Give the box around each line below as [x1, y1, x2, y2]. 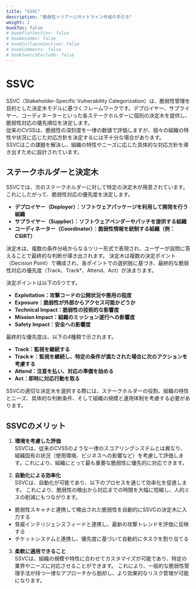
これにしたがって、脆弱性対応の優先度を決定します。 [6, 191, 133, 198]
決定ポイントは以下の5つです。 [6, 279, 81, 286]
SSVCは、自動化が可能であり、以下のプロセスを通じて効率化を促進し [14, 479, 183, 486]
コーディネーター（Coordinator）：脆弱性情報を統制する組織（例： [14, 226, 176, 233]
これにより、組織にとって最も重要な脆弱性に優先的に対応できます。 [24, 459, 188, 466]
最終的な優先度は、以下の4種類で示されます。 [6, 334, 117, 341]
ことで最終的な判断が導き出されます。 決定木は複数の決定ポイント [16, 252, 176, 259]
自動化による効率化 [14, 472, 61, 479]
